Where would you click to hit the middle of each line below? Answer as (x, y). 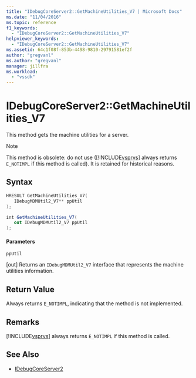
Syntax (19, 182)
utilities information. (30, 271)
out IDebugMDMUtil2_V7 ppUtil (51, 223)
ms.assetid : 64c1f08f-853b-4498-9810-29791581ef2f (69, 50)
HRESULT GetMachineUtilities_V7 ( (47, 195)
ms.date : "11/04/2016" (34, 17)
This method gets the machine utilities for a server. (67, 135)
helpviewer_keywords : (33, 39)
